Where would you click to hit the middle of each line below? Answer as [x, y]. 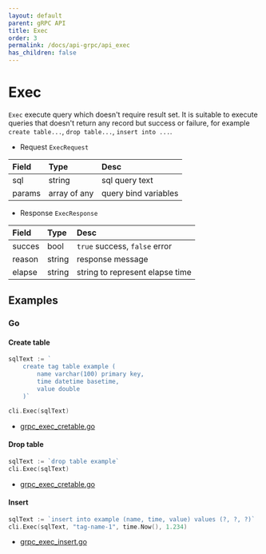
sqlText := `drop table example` [64, 461]
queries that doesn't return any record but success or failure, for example [129, 123]
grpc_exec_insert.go [54, 542]
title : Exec [28, 30]
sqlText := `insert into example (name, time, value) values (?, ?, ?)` [132, 519]
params [27, 193]
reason [25, 259]
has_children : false [43, 53]
